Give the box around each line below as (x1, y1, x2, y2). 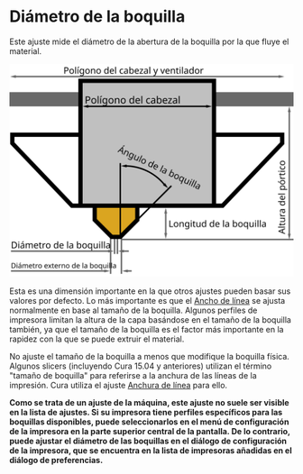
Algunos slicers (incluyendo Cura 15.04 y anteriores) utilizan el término (9, 360, 272, 371)
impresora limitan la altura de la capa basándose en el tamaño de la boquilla (9, 314, 291, 325)
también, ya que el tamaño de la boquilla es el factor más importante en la (9, 324, 284, 334)
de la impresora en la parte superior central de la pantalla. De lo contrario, (9, 425, 290, 436)
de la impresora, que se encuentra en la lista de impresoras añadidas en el (9, 444, 292, 456)
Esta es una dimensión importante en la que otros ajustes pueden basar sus (9, 286, 291, 296)
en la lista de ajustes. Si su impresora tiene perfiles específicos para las (9, 406, 283, 417)
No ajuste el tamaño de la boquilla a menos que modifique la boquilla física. (9, 351, 290, 361)
